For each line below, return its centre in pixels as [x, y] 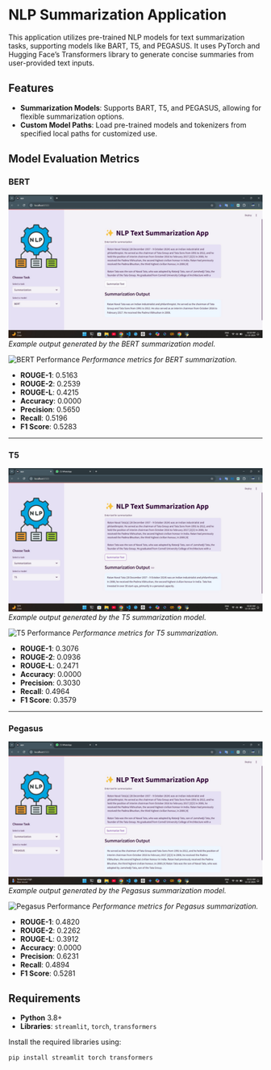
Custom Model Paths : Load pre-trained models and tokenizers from [133, 125]
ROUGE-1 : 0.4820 [50, 922]
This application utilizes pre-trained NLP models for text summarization [127, 37]
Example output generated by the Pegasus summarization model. [118, 890]
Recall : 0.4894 [45, 964]
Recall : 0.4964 [45, 691]
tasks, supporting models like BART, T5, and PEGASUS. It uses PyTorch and [134, 45]
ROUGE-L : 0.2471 [49, 665]
